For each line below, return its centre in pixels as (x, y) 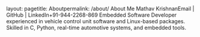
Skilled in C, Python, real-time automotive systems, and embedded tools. (96, 27)
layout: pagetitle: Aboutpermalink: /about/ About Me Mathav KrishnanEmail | (100, 9)
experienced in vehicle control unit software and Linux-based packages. (96, 21)
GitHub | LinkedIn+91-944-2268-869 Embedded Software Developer (92, 15)
